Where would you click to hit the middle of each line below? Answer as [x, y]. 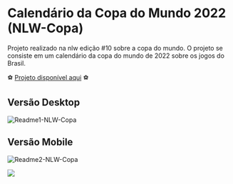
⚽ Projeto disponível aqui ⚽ [48, 77]
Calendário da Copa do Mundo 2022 [117, 13]
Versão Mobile [40, 142]
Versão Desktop [44, 102]
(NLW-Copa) [46, 28]
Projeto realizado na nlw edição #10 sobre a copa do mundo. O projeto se [115, 48]
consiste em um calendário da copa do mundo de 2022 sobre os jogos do [116, 56]
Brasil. [17, 63]
